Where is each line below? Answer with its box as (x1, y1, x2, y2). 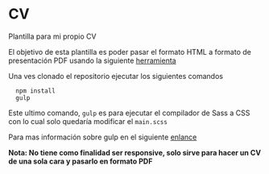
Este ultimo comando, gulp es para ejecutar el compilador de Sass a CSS (8, 108, 250, 118)
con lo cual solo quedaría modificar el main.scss (8, 116, 168, 126)
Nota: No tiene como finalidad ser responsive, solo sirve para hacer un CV (8, 147, 262, 157)
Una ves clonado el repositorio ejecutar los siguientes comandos (8, 71, 224, 81)
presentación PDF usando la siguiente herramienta (8, 56, 176, 65)
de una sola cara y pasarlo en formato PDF (8, 156, 153, 166)
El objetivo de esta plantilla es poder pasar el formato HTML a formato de (8, 47, 251, 56)
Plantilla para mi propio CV (8, 31, 97, 41)
